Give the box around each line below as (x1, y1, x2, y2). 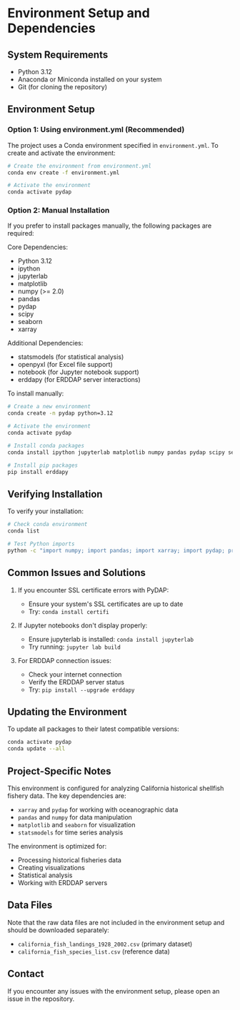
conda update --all (7, 745, 66, 752)
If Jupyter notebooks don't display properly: (17, 621, 148, 630)
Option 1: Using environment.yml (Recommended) (7, 125, 185, 135)
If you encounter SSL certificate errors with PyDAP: (17, 585, 169, 594)
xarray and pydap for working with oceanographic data (17, 805, 179, 814)
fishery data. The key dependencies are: (7, 791, 126, 800)
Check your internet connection (28, 670, 122, 679)
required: (7, 229, 34, 238)
